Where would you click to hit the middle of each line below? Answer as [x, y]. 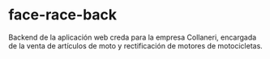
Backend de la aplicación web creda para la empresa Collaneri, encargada [133, 37]
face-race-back [63, 15]
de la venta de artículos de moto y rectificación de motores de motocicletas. [136, 45]
